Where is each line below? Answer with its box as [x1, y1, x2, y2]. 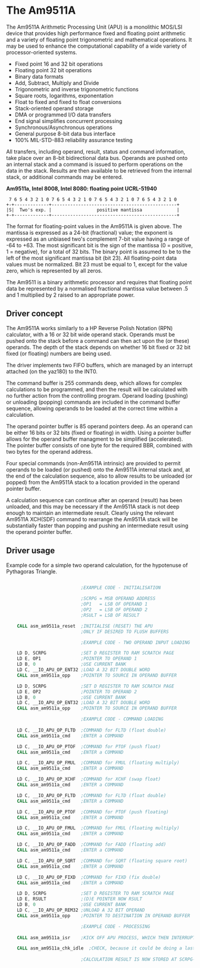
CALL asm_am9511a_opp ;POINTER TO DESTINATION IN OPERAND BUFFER [17, 912, 190, 918]
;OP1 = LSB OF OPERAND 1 [80, 601, 148, 607]
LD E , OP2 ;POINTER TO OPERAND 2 [17, 689, 137, 694]
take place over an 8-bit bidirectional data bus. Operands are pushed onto [6, 154, 188, 161]
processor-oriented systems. [6, 48, 77, 56]
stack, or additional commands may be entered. [6, 173, 123, 180]
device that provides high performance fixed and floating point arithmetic [6, 29, 186, 36]
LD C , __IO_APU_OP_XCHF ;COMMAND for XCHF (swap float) [17, 776, 161, 782]
